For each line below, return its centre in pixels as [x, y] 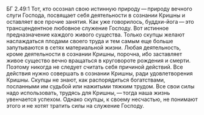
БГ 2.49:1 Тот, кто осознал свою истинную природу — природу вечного [99, 9]
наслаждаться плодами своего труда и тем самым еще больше [90, 41]
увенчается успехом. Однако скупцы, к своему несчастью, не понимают [102, 99]
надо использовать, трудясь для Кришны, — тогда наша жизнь [88, 93]
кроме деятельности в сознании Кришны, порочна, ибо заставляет [94, 54]
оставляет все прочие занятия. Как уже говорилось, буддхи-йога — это [100, 22]
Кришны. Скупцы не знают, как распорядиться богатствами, [86, 80]
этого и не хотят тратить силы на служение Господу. [75, 106]
